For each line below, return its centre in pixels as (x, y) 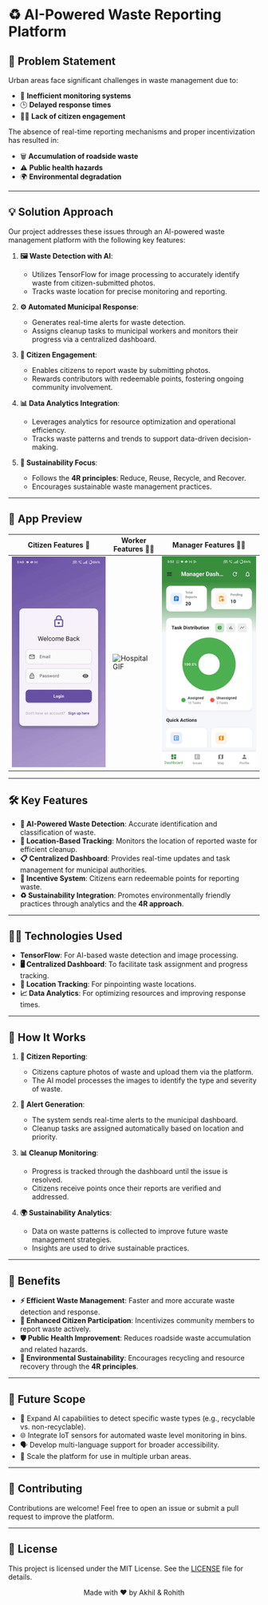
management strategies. (72, 1240)
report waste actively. (55, 1329)
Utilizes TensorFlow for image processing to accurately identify (136, 274)
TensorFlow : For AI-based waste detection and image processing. (129, 955)
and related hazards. (53, 1349)
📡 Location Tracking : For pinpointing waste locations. (108, 985)
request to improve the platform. (61, 1516)
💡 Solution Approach (61, 212)
